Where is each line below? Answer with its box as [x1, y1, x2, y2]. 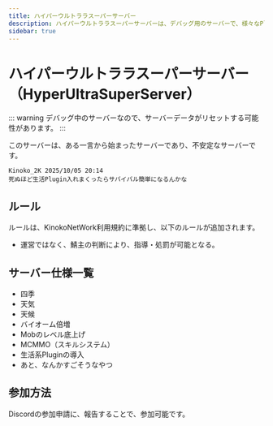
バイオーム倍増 [19, 319, 71, 329]
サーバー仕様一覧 [8, 265, 94, 280]
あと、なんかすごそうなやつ [19, 359, 114, 369]
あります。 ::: [22, 123, 67, 133]
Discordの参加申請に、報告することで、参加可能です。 [8, 409, 190, 419]
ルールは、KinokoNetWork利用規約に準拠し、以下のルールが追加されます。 [8, 222, 260, 232]
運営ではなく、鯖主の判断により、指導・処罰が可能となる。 [19, 240, 219, 250]
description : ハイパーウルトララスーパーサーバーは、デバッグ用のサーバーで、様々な [8, 19, 260, 28]
